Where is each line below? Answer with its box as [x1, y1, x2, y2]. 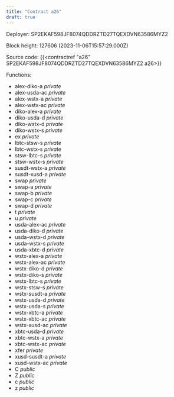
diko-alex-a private [14, 108, 61, 115]
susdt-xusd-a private [14, 170, 67, 177]
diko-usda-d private [14, 114, 64, 121]
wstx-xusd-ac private [14, 321, 67, 328]
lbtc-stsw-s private [14, 139, 62, 146]
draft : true [6, 14, 35, 20]
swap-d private [14, 202, 52, 209]
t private [14, 208, 35, 215]
